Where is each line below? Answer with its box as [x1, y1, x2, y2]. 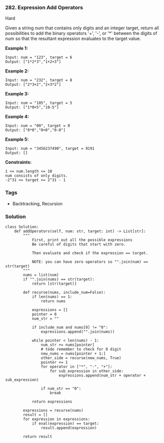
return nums [40, 299, 66, 304]
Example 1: [5, 45, 28, 51]
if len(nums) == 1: [31, 294, 72, 299]
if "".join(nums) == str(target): [23, 277, 95, 282]
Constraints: [5, 159, 32, 165]
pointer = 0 [31, 312, 57, 317]
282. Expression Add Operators [5, 4, 83, 11]
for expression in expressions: [23, 417, 91, 422]
